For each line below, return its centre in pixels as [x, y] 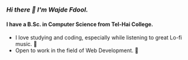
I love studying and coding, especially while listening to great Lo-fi [98, 38]
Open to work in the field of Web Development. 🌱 [77, 50]
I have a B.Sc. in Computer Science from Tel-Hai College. [80, 24]
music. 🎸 [26, 44]
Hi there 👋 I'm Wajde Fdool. [47, 10]
